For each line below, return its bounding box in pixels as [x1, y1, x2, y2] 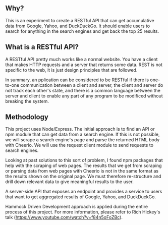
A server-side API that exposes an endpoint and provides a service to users [5, 189, 162, 195]
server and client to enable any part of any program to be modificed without [5, 93, 163, 99]
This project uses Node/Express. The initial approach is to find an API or [5, 126, 155, 132]
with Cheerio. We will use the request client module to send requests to [5, 142, 154, 148]
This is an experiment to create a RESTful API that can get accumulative [5, 17, 155, 23]
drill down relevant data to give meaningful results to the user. [5, 179, 134, 185]
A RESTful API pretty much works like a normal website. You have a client [5, 56, 158, 62]
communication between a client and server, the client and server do [20, 82, 163, 88]
